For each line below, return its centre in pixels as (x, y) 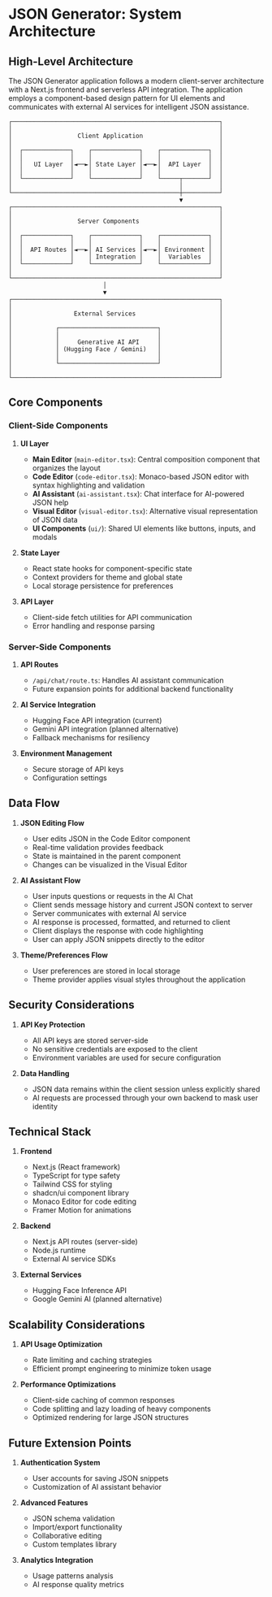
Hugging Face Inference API (80, 1291)
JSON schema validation (73, 1519)
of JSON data (55, 519)
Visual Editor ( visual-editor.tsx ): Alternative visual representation (145, 511)
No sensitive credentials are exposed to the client (115, 1048)
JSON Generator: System (95, 14)
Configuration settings (69, 778)
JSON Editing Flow (52, 822)
